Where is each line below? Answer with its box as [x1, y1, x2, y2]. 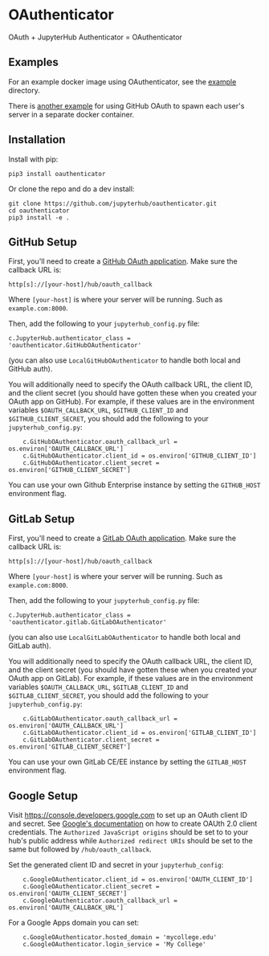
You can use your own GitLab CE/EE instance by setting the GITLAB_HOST [8, 757, 247, 767]
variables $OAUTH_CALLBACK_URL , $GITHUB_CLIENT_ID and [8, 405, 189, 415]
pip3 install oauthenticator [8, 170, 106, 178]
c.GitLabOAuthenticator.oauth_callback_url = [22, 715, 178, 723]
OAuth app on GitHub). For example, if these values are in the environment [8, 396, 255, 407]
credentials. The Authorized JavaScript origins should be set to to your [8, 827, 249, 837]
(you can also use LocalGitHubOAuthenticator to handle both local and [8, 355, 241, 365]
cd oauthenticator [8, 207, 70, 215]
